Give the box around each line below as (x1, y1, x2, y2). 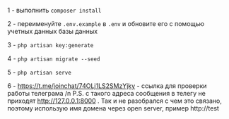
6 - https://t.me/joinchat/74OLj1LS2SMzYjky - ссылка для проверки (7, 82, 207, 90)
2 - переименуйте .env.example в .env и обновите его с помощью (7, 20, 205, 27)
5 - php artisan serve (7, 68, 72, 76)
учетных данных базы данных (7, 27, 98, 35)
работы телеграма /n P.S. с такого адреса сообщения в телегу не (7, 89, 206, 97)
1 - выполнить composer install (7, 6, 102, 14)
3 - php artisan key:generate (7, 41, 94, 49)
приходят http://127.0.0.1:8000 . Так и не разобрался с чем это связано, (7, 96, 223, 105)
